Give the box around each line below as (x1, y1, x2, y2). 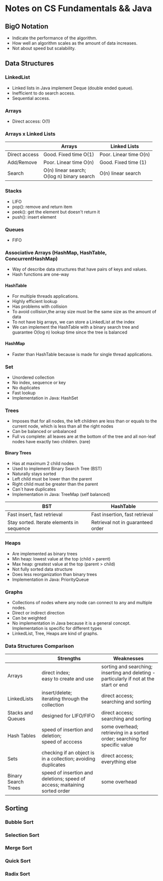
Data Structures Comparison (5, 642, 74, 649)
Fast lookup (12, 390, 36, 396)
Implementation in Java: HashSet (12, 395, 79, 400)
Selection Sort (5, 832, 40, 838)
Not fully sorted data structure (12, 566, 73, 572)
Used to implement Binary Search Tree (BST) (12, 466, 102, 472)
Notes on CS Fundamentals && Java (5, 3, 152, 14)
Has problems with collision (12, 304, 67, 309)
